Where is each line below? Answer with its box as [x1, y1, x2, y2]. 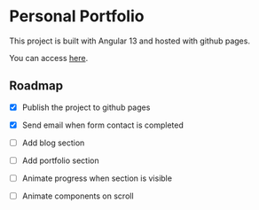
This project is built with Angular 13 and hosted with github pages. [9, 35, 251, 46]
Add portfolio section [21, 155, 99, 166]
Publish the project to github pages [21, 102, 151, 113]
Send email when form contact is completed [21, 120, 184, 130]
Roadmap [9, 78, 64, 94]
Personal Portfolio [9, 6, 145, 27]
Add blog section [21, 137, 85, 148]
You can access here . [9, 52, 89, 63]
